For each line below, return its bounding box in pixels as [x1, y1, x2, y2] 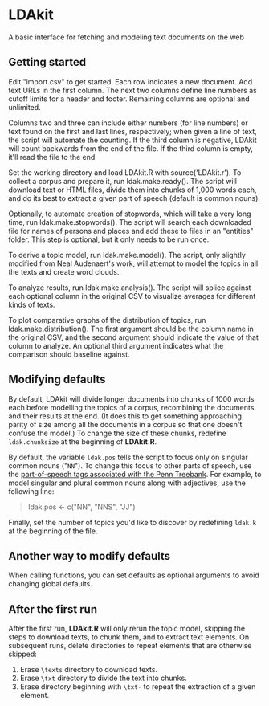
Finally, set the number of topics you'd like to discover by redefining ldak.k [8, 517, 257, 527]
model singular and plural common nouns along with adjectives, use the [8, 478, 247, 488]
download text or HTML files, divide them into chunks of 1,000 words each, [8, 185, 257, 194]
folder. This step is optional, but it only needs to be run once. [8, 235, 210, 244]
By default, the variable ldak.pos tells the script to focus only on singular [8, 452, 248, 462]
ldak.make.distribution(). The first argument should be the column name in [8, 324, 255, 333]
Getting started [8, 55, 87, 69]
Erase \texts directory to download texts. [19, 665, 158, 675]
